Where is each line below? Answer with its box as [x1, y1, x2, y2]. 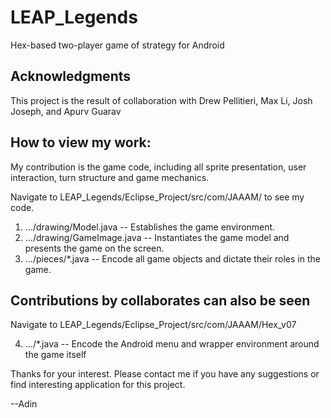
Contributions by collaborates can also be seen [10, 292, 311, 309]
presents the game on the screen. [24, 242, 165, 254]
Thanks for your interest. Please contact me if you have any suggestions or [10, 368, 320, 380]
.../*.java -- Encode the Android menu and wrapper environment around [24, 338, 320, 350]
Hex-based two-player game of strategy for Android [10, 39, 225, 51]
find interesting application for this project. [10, 379, 186, 391]
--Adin [10, 398, 38, 410]
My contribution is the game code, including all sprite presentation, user [10, 161, 307, 173]
